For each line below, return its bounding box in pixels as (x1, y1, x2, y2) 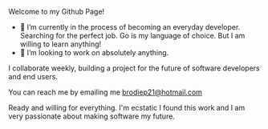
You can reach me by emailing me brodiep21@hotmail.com (8, 87, 203, 97)
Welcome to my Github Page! (8, 7, 105, 16)
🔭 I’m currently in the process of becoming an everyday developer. (19, 22, 241, 31)
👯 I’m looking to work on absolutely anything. (19, 48, 169, 57)
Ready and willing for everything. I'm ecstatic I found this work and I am (8, 103, 246, 112)
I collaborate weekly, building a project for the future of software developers (8, 63, 260, 73)
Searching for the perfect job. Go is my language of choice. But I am (19, 31, 246, 40)
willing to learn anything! (19, 39, 102, 49)
